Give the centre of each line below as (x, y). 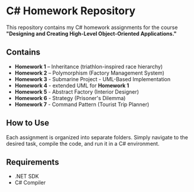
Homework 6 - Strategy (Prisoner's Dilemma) (70, 98)
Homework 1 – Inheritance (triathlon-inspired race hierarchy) (89, 66)
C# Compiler (30, 183)
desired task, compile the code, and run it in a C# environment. (83, 143)
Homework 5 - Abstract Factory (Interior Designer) (77, 92)
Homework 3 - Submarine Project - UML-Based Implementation (93, 79)
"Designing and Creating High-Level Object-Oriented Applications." (91, 33)
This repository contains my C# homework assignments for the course (92, 27)
